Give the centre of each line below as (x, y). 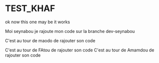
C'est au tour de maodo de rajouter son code (50, 40)
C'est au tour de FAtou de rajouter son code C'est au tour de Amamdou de (80, 50)
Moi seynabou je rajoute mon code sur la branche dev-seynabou (70, 31)
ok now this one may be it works (38, 22)
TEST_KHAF (30, 8)
